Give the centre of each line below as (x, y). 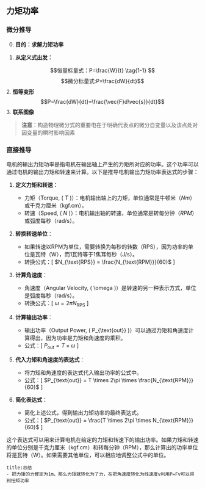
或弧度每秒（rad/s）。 (51, 220)
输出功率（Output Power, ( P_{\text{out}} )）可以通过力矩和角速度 (106, 330)
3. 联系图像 (20, 112)
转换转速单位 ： (34, 233)
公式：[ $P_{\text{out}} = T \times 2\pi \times (81, 380)
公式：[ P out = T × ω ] (52, 346)
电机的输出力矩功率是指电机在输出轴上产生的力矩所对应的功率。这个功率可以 (103, 164)
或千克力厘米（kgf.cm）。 (56, 205)
